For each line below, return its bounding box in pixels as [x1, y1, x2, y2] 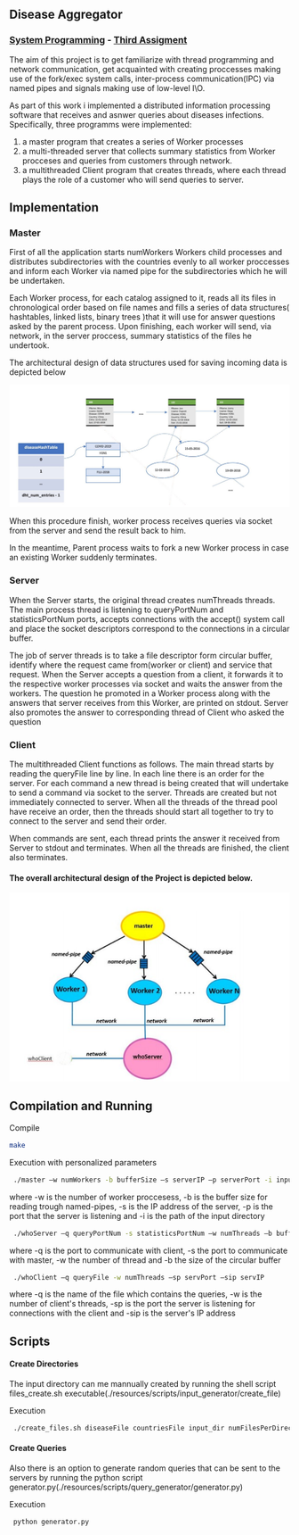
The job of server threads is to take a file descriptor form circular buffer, [9, 650, 273, 660]
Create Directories [9, 1358, 79, 1369]
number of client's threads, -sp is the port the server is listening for [9, 1299, 255, 1309]
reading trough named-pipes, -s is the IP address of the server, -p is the [9, 1200, 274, 1212]
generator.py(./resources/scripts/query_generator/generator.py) [9, 1481, 243, 1493]
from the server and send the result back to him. [9, 526, 187, 536]
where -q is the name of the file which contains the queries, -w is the [9, 1289, 263, 1299]
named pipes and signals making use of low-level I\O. [9, 82, 206, 93]
